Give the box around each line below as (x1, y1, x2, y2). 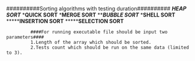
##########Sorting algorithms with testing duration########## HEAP (6, 5, 187, 12)
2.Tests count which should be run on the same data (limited (30, 44, 189, 50)
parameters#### (6, 34, 44, 40)
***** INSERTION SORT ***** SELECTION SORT (6, 18, 124, 24)
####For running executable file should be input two (30, 29, 168, 35)
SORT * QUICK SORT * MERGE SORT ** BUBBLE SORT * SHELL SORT (6, 11, 176, 18)
